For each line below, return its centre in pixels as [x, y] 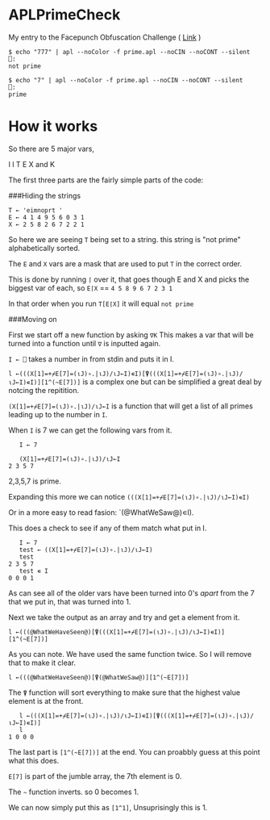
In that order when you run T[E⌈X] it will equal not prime [101, 303]
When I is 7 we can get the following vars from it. [90, 430]
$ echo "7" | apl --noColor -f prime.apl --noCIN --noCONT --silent [126, 80]
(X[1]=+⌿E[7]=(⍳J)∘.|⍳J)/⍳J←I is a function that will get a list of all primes [131, 406]
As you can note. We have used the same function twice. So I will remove [130, 654]
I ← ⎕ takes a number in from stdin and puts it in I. [91, 359]
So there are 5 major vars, [52, 149]
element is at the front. [46, 701]
